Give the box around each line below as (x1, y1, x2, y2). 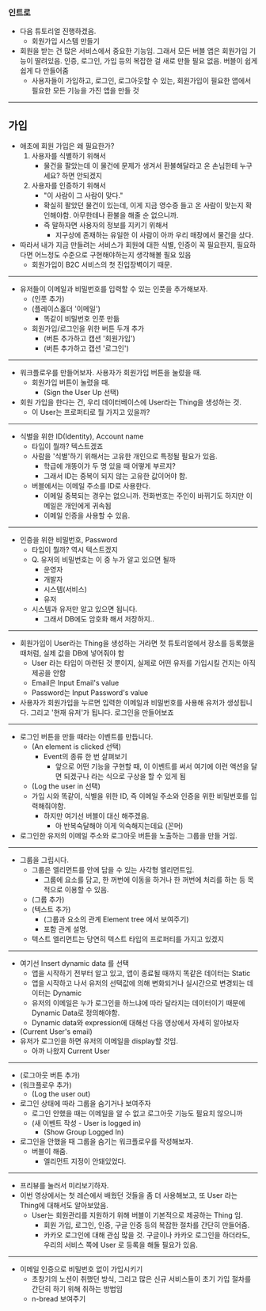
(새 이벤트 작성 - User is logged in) (31, 1119, 142, 1128)
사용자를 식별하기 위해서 (31, 151, 107, 161)
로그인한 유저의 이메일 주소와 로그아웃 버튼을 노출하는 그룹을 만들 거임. (19, 831, 237, 841)
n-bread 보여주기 (31, 1294, 86, 1304)
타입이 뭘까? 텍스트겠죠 (31, 442, 104, 451)
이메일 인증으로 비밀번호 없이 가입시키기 (19, 1264, 143, 1274)
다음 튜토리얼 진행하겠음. (19, 26, 97, 36)
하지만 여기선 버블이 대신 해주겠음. (43, 811, 150, 821)
